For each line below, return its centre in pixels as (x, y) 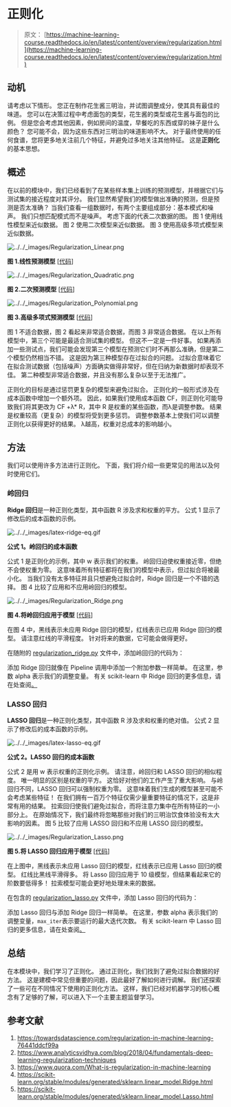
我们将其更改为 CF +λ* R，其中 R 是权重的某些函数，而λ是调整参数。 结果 (117, 406)
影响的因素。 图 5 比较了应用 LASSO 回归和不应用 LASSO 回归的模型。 (107, 823)
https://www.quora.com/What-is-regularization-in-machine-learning (114, 1067)
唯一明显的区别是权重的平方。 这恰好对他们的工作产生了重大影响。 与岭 (122, 780)
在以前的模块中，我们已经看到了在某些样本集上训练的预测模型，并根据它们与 (115, 190)
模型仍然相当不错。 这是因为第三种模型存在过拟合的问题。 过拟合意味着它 (117, 357)
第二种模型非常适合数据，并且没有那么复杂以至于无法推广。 (105, 375)
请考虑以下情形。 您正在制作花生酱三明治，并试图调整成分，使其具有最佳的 (113, 105)
